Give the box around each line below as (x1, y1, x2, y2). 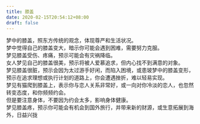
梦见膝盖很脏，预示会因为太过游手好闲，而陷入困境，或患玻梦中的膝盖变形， (6, 67, 194, 74)
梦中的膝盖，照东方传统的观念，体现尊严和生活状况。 (6, 37, 137, 44)
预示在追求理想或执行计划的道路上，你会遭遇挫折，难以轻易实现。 (6, 74, 168, 81)
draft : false (6, 20, 39, 26)
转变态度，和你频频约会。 (6, 89, 69, 96)
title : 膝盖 (6, 8, 34, 15)
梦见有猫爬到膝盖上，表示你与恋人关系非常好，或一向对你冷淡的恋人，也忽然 (6, 82, 194, 89)
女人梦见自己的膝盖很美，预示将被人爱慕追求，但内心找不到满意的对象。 (6, 59, 183, 66)
